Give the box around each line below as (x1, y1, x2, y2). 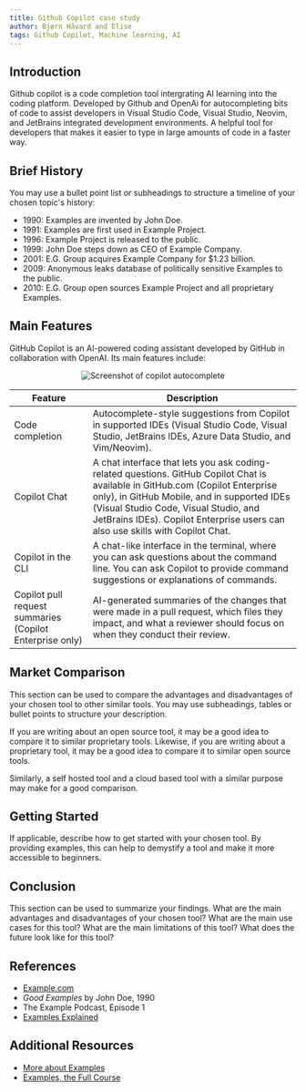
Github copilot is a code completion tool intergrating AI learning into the (9, 88, 278, 99)
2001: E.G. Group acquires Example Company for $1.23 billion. (22, 253, 256, 264)
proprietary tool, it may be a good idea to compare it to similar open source (9, 745, 291, 757)
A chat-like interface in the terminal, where (92, 539, 277, 551)
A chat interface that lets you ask (92, 456, 234, 469)
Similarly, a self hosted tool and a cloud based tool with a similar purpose (9, 772, 284, 784)
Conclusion (9, 879, 76, 894)
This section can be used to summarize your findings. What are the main (9, 903, 282, 914)
